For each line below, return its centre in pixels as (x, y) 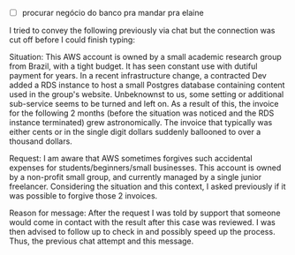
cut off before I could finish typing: (72, 40)
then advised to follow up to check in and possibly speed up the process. (142, 232)
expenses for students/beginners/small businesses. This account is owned (145, 168)
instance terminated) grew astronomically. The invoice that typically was (141, 123)
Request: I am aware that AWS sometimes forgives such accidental (131, 159)
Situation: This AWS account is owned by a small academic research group (146, 57)
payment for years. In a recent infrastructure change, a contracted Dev (138, 76)
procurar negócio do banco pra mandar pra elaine (113, 13)
